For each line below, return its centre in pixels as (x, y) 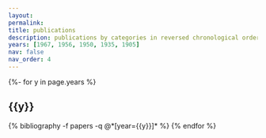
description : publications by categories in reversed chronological (123, 37)
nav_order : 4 (30, 60)
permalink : (26, 23)
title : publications (42, 30)
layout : (21, 15)
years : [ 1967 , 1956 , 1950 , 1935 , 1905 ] (74, 45)
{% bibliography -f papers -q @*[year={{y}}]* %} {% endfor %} (112, 125)
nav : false (26, 52)
